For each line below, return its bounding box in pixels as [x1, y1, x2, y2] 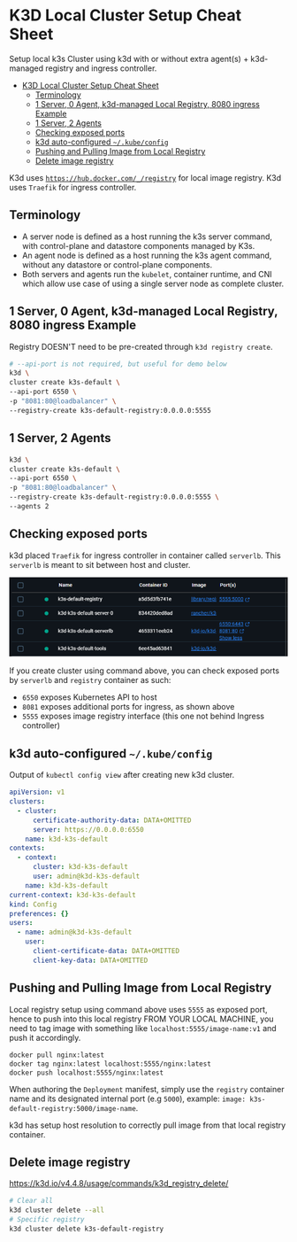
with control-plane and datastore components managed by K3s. [21, 240, 255, 251]
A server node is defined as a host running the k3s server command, [21, 231, 272, 242]
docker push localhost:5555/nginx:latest [9, 1068, 164, 1077]
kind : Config [9, 900, 57, 909]
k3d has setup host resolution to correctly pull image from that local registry [9, 1120, 286, 1130]
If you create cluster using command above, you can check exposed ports [9, 665, 280, 676]
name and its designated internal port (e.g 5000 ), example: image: [9, 1093, 246, 1104]
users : [9, 919, 34, 928]
